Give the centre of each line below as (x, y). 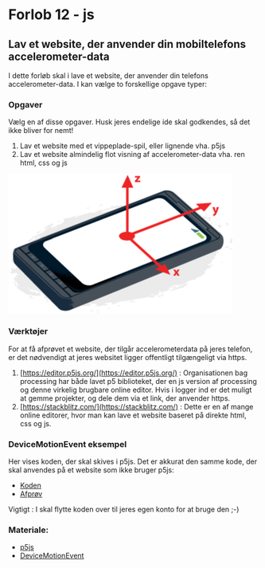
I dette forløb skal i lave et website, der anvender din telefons (108, 76)
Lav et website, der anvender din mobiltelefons (127, 44)
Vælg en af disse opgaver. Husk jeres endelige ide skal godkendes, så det (129, 122)
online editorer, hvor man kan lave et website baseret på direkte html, (133, 415)
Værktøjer (28, 331)
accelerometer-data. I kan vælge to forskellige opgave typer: (107, 84)
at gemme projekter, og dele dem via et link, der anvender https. (125, 398)
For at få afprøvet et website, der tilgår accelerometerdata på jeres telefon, (131, 349)
